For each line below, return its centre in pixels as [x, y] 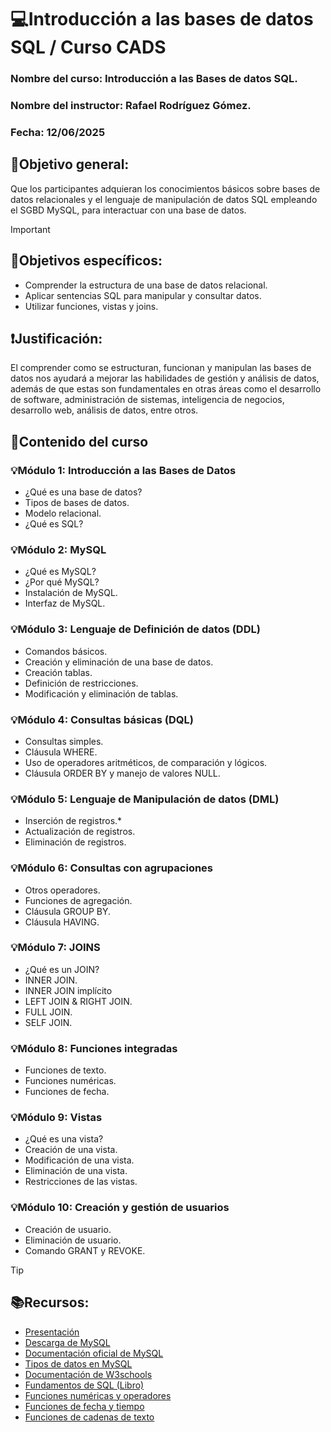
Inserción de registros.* [73, 821]
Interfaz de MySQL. [65, 603]
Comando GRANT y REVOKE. [85, 1250]
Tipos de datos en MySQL [78, 1363]
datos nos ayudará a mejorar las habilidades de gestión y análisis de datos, [165, 378]
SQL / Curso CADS [88, 47]
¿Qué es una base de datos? [83, 492]
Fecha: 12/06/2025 [58, 132]
